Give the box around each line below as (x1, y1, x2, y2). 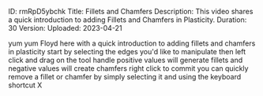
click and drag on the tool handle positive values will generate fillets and (8, 55, 243, 65)
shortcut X (8, 80, 43, 90)
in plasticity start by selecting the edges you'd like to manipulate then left (8, 47, 246, 56)
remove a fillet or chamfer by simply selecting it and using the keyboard (8, 72, 242, 81)
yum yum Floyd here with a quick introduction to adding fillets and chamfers (8, 39, 256, 48)
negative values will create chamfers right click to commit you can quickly (8, 64, 249, 73)
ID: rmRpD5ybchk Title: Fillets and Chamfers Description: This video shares (8, 7, 254, 16)
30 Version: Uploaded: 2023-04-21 (8, 24, 122, 32)
